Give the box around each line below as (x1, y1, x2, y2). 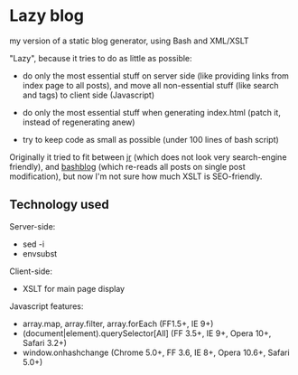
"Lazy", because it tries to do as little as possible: (9, 52, 192, 63)
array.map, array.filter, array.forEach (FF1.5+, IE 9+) (22, 318, 214, 329)
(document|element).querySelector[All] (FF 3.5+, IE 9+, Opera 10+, (22, 327, 272, 339)
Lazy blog (9, 5, 84, 26)
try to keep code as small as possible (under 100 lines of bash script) (22, 134, 280, 145)
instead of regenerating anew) (22, 117, 135, 127)
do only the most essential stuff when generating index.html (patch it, (22, 107, 282, 117)
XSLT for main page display (22, 283, 125, 294)
